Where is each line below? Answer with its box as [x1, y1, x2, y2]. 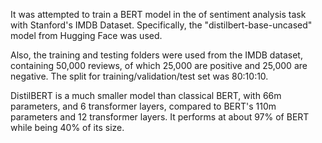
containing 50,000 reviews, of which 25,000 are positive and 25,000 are [10, 60, 308, 71]
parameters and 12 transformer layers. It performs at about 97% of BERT [10, 111, 310, 123]
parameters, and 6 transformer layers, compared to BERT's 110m [10, 100, 277, 112]
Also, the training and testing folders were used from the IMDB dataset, [10, 49, 303, 61]
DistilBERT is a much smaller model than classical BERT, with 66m [10, 90, 282, 101]
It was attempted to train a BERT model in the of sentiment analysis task [10, 9, 307, 20]
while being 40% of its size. [10, 122, 125, 133]
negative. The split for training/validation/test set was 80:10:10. [10, 70, 269, 82]
